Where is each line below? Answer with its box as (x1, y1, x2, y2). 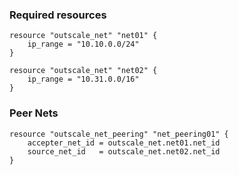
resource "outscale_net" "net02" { (9, 66, 158, 76)
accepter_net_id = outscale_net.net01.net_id (27, 138, 221, 148)
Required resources (9, 8, 107, 22)
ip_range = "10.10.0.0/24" (27, 39, 140, 50)
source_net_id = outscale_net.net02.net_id (27, 146, 221, 157)
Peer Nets (9, 106, 59, 120)
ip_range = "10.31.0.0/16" (27, 74, 140, 85)
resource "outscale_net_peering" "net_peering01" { (9, 129, 229, 139)
